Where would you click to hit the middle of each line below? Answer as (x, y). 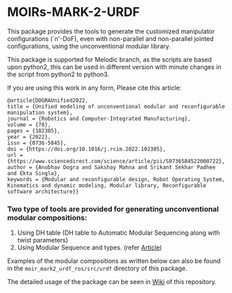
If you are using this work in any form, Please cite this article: (94, 87)
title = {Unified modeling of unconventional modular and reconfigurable (116, 106)
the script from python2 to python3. (58, 74)
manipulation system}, (40, 112)
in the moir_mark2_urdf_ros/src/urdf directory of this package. (97, 269)
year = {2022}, (29, 137)
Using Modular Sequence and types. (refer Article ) (90, 248)
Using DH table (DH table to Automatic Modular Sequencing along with (118, 233)
